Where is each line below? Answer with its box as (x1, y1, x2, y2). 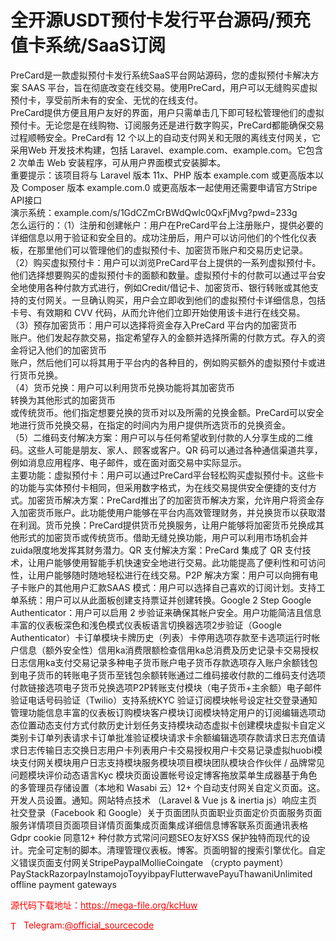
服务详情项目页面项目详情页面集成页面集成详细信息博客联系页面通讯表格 (10, 819, 308, 831)
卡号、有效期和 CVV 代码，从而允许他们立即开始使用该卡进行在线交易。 (10, 306, 306, 318)
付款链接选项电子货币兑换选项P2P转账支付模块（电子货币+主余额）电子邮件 (10, 681, 322, 693)
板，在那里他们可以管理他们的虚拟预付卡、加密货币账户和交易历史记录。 (10, 244, 308, 256)
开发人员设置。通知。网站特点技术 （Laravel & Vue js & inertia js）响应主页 (10, 794, 318, 806)
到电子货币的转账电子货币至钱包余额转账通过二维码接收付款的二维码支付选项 (10, 669, 326, 681)
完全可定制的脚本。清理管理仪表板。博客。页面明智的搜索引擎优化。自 (27, 844, 317, 856)
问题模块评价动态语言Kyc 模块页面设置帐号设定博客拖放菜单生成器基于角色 (10, 769, 318, 781)
